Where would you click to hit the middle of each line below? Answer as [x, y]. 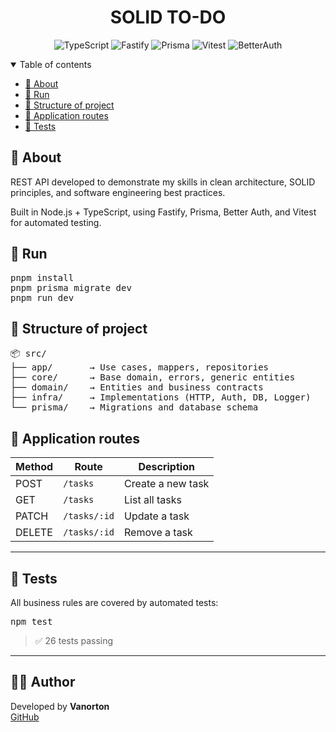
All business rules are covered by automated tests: [114, 602]
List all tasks [153, 500]
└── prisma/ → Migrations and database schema [134, 407]
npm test [31, 621]
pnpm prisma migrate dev [71, 287]
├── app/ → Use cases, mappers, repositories [140, 367]
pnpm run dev [42, 297]
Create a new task [167, 484]
